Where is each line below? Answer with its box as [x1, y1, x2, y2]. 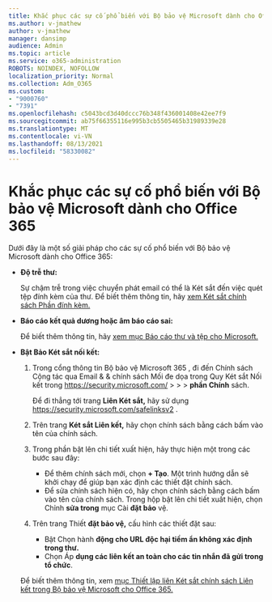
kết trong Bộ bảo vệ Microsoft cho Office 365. [19, 584, 174, 595]
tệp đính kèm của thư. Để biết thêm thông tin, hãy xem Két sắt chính [19, 292, 247, 302]
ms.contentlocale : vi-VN [8, 132, 92, 140]
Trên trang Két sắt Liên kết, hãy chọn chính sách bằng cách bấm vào [32, 420, 264, 430]
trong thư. [44, 543, 79, 553]
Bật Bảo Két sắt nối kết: [19, 347, 100, 357]
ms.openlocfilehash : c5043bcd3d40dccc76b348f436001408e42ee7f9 [8, 110, 227, 118]
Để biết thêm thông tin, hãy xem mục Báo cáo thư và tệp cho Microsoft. [19, 332, 259, 341]
